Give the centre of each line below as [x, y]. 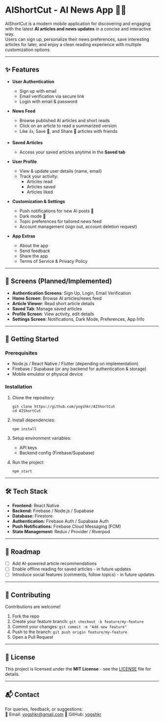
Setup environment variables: [42, 438]
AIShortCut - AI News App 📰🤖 [66, 10]
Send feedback [35, 251]
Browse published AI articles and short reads [64, 120]
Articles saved [41, 186]
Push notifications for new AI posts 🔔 [57, 211]
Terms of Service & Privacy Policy [53, 261]
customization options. [28, 50]
